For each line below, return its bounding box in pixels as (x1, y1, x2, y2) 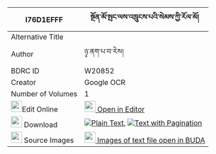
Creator (11, 78, 37, 87)
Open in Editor (97, 105, 145, 114)
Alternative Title (11, 32, 64, 42)
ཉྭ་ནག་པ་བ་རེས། (84, 47, 124, 56)
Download (23, 120, 58, 129)
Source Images (23, 136, 74, 145)
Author (11, 49, 34, 59)
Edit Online (22, 105, 59, 114)
